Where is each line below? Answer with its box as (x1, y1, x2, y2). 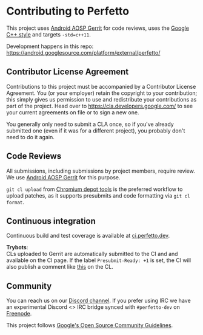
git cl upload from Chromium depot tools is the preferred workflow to (6, 185, 183, 193)
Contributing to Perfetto (6, 4, 130, 18)
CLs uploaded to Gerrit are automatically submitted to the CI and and (6, 250, 178, 258)
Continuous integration (6, 216, 96, 226)
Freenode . (6, 310, 32, 317)
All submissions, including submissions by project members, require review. (6, 167, 195, 174)
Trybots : (6, 244, 28, 251)
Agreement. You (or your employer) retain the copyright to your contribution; (6, 89, 198, 97)
